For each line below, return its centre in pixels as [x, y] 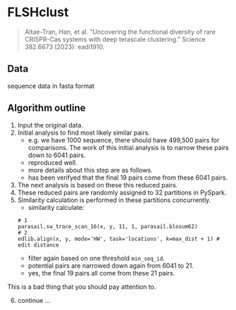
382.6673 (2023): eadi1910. [64, 46]
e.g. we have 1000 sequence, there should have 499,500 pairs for [124, 140]
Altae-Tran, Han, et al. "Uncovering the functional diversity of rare [120, 32]
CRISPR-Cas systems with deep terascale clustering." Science [115, 39]
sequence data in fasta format [51, 86]
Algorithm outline [46, 108]
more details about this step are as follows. [90, 170]
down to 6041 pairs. [57, 155]
